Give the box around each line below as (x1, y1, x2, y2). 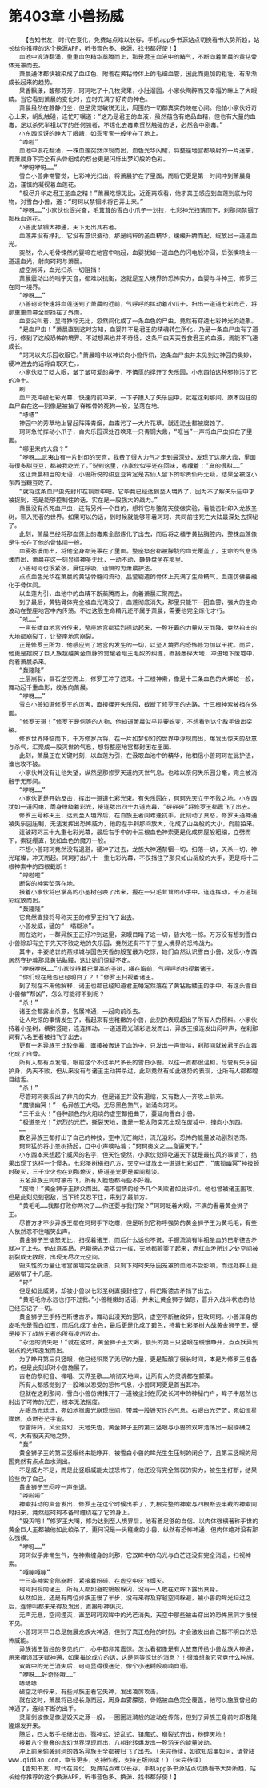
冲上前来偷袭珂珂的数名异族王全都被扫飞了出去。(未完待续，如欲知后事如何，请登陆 (18, 1747, 255, 1755)
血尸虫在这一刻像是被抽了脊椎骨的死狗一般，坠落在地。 (8, 402, 164, 410)
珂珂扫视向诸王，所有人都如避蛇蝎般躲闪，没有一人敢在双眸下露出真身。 (18, 1585, 222, 1593)
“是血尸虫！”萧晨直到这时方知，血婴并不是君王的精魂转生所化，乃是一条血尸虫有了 (18, 326, 253, 334)
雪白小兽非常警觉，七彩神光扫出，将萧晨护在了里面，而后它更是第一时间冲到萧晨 (18, 172, 246, 180)
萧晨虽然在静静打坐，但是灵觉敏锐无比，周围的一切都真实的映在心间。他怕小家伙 (18, 103, 246, 112)
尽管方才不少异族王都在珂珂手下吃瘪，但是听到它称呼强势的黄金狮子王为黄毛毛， (18, 1218, 246, 1227)
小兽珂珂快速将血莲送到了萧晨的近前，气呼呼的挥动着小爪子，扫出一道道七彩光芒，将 (18, 300, 258, 308)
